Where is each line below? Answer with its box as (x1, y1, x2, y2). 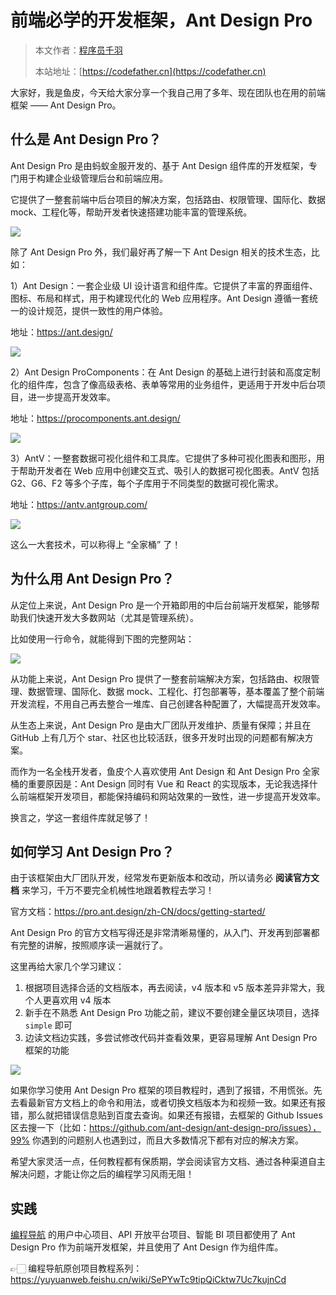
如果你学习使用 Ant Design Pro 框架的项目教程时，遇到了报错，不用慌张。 (10, 1084, 314, 1096)
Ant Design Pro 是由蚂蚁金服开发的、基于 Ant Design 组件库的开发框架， (10, 159, 309, 171)
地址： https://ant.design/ (10, 326, 113, 338)
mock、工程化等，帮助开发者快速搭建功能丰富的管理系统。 (10, 206, 253, 218)
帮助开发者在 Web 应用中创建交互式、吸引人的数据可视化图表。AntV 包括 (18, 464, 320, 476)
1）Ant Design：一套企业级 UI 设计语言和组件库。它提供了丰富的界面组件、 (10, 279, 319, 291)
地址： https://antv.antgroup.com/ (10, 498, 148, 510)
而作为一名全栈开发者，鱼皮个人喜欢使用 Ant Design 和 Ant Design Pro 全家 (10, 765, 320, 777)
